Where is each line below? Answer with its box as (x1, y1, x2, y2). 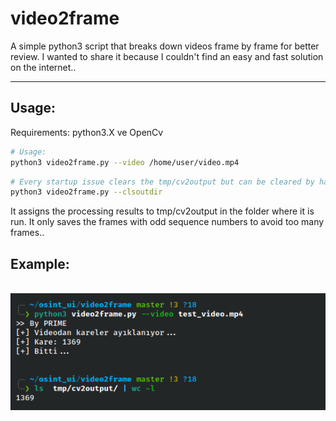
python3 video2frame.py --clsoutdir (10, 187, 163, 197)
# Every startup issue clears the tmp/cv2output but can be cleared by (10, 177, 315, 187)
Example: (10, 255, 70, 272)
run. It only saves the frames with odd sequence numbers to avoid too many (10, 216, 325, 228)
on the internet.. (10, 61, 77, 73)
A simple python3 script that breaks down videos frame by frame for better (10, 40, 320, 52)
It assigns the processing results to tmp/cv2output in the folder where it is (10, 205, 315, 217)
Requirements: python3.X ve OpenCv (10, 126, 164, 138)
